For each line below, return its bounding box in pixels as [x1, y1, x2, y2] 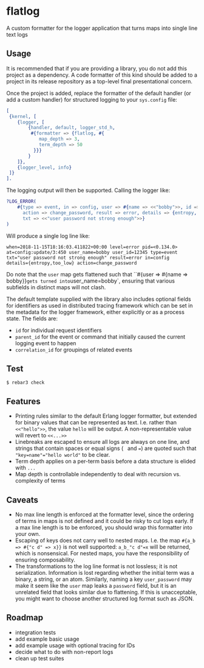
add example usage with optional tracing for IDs [15, 641, 135, 649]
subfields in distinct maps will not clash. [6, 283, 106, 290]
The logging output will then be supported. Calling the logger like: [6, 187, 171, 194]
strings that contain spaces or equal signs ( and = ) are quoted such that [15, 445, 197, 452]
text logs [6, 30, 29, 38]
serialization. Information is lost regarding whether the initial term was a [15, 569, 194, 576]
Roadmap [6, 613, 44, 623]
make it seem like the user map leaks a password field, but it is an [15, 582, 177, 589]
